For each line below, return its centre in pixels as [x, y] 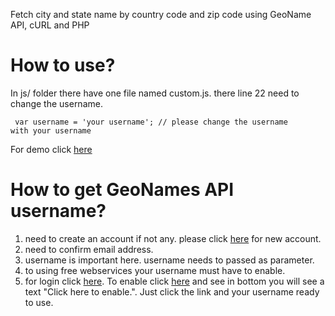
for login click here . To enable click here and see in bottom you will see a [174, 281]
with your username [51, 130]
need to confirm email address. [89, 249]
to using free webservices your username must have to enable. [155, 270]
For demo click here [51, 149]
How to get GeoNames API [122, 190]
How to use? [63, 65]
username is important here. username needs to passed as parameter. [169, 260]
